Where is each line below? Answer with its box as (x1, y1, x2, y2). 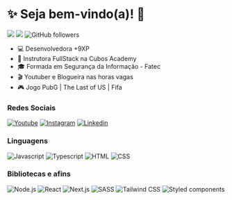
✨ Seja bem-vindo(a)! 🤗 (7, 6, 145, 22)
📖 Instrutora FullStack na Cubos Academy (17, 54, 137, 62)
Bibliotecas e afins (7, 169, 71, 179)
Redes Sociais (7, 103, 56, 112)
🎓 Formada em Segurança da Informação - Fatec (17, 62, 161, 70)
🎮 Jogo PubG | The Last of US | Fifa (17, 83, 123, 91)
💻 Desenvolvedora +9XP (17, 44, 90, 53)
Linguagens (7, 136, 49, 146)
